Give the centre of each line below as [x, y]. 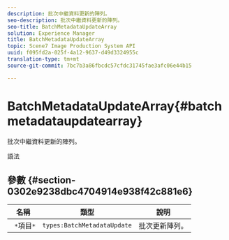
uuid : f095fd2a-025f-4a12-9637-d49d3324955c [73, 53]
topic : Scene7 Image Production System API [72, 46]
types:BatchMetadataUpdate [87, 225]
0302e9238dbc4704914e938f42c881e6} [100, 192]
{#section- [52, 180]
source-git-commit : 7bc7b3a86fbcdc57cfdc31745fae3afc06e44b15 [99, 66]
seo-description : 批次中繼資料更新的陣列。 [65, 20]
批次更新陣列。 [163, 226]
